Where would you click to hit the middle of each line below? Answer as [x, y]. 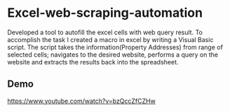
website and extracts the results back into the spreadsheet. [93, 62]
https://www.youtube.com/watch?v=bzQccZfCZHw [81, 101]
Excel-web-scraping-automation [105, 13]
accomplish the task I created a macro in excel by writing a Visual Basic [110, 39]
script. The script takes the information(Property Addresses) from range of [115, 47]
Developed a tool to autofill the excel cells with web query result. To [105, 32]
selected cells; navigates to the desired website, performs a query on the [113, 55]
